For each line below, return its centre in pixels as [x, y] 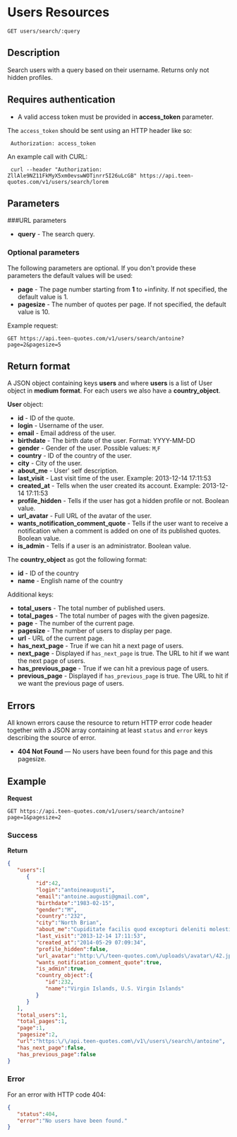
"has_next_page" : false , [51, 1048]
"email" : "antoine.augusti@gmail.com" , [93, 896]
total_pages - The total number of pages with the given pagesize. [113, 616]
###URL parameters [37, 221]
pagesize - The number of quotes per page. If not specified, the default [122, 304]
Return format [39, 366]
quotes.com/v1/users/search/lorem [58, 182]
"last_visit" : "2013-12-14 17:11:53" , [91, 936]
